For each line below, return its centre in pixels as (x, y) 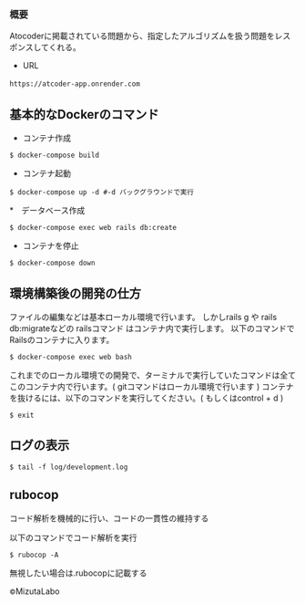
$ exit (22, 415)
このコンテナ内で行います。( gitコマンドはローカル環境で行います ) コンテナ (152, 386)
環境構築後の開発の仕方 (75, 293)
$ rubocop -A (34, 555)
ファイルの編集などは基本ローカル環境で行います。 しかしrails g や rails (143, 317)
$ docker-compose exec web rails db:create (93, 228)
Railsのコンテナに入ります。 (62, 339)
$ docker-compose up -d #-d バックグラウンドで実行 (102, 193)
